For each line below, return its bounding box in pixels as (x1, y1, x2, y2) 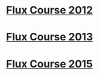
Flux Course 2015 (6, 57, 93, 70)
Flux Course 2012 (6, 4, 93, 17)
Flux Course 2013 (6, 30, 93, 44)
